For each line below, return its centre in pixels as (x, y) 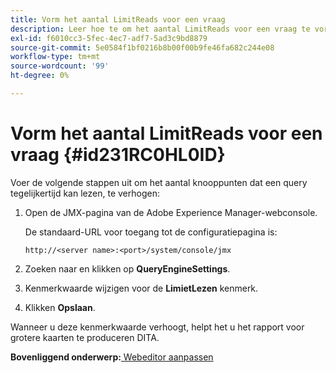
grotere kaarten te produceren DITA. (85, 337)
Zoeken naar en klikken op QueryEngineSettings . (127, 268)
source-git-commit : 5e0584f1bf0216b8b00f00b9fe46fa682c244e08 (142, 47)
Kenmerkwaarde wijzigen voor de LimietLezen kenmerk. (141, 288)
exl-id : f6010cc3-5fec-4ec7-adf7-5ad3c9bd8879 (109, 38)
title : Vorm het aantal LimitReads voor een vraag (118, 19)
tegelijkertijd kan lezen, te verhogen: (85, 193)
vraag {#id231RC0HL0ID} (118, 155)
